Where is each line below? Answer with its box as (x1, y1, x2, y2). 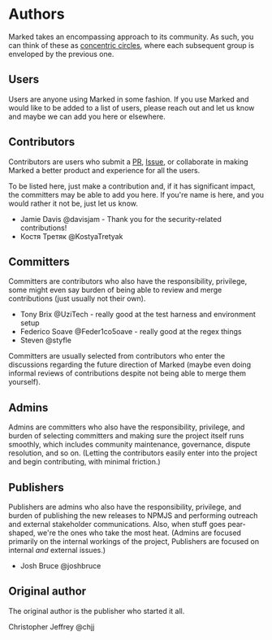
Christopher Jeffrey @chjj (8, 621, 95, 631)
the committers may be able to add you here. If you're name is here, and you (8, 189, 265, 199)
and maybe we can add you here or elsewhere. (8, 111, 166, 121)
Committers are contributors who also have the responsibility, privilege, (8, 276, 248, 286)
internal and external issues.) (8, 546, 106, 555)
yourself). (8, 377, 41, 387)
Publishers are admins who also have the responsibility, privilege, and (8, 502, 242, 512)
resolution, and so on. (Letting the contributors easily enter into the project (8, 448, 258, 458)
